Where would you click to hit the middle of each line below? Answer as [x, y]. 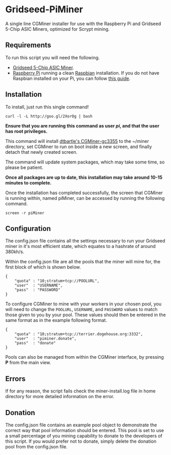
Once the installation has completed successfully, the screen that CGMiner [84, 193]
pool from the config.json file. [36, 447]
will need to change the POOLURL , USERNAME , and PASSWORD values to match [81, 309]
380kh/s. [15, 252]
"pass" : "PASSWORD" [37, 290]
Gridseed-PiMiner [44, 9]
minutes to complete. [28, 182]
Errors [15, 378]
